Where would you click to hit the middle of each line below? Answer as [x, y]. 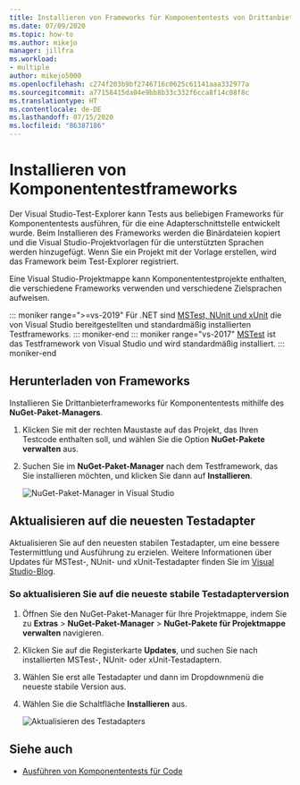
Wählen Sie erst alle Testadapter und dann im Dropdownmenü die [143, 677]
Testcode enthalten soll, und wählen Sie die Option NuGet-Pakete [143, 439]
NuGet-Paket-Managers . [56, 412]
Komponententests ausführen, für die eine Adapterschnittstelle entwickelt [145, 223]
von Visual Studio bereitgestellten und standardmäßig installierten [130, 324]
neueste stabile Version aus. [74, 687]
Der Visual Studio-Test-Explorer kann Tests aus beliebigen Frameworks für [146, 213]
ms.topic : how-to [42, 34]
